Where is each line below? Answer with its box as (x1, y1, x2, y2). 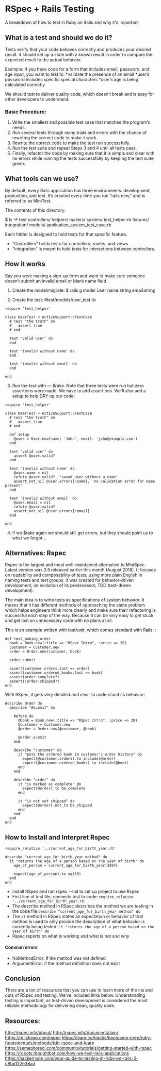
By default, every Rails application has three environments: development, (5, 187, 151, 193)
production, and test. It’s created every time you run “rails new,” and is (5, 193, 145, 199)
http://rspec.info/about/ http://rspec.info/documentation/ (5, 1030, 119, 1036)
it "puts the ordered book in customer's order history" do (17, 752, 142, 757)
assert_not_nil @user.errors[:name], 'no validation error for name (14, 479, 155, 484)
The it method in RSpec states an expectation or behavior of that (12, 914, 144, 920)
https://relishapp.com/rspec (5, 1035, 61, 1041)
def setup (9, 432, 29, 437)
